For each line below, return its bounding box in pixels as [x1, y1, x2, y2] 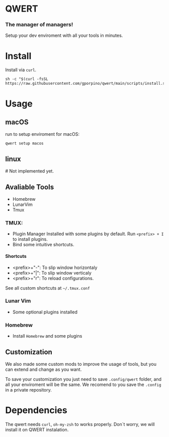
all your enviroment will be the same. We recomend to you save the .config [5, 381, 161, 388]
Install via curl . [5, 67, 37, 73]
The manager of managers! [5, 21, 73, 28]
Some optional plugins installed [12, 309, 78, 315]
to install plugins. [12, 236, 48, 242]
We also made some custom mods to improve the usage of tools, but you [5, 361, 157, 367]
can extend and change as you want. [5, 366, 82, 372]
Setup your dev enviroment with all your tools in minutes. [5, 32, 123, 38]
